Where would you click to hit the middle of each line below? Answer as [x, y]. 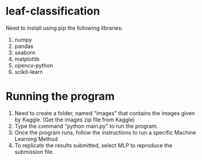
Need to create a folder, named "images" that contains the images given [105, 113]
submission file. [34, 152]
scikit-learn [29, 72]
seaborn [25, 52]
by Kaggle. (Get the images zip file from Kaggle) [75, 119]
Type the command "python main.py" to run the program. [86, 126]
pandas [24, 46]
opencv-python [34, 65]
